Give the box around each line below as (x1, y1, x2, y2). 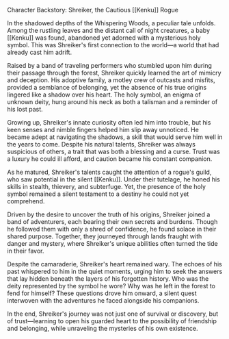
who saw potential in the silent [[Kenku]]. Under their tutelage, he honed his (7, 175, 220, 184)
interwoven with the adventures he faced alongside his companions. (7, 297, 200, 304)
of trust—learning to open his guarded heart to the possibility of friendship (7, 317, 217, 325)
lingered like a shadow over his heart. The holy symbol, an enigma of (7, 90, 202, 99)
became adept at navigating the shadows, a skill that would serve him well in (7, 133, 223, 141)
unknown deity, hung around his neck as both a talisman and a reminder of (7, 98, 218, 105)
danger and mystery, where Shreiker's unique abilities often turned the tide (7, 240, 218, 247)
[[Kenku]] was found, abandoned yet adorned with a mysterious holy (7, 34, 201, 42)
